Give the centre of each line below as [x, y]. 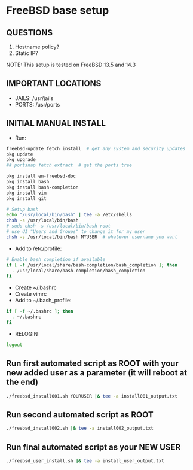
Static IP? [27, 53]
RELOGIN [26, 333]
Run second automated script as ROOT [80, 415]
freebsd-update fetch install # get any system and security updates [96, 148]
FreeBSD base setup [58, 10]
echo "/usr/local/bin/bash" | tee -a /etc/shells [69, 215]
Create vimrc [31, 294]
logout [14, 345]
